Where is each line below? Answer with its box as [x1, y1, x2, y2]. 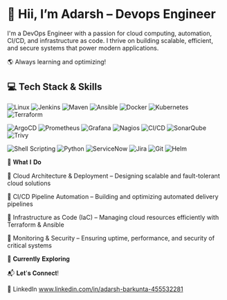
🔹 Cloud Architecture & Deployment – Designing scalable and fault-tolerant [7, 171, 220, 180]
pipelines [7, 200, 33, 208]
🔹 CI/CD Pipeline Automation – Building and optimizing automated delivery [7, 192, 219, 200]
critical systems [7, 241, 52, 250]
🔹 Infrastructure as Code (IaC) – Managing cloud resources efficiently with [7, 213, 219, 221]
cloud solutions [7, 179, 51, 187]
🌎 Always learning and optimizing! [7, 57, 107, 66]
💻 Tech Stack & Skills [7, 81, 102, 93]
